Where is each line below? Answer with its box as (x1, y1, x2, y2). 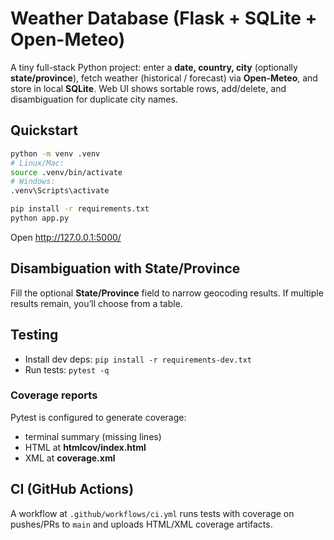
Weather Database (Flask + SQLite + (10, 7, 318, 30)
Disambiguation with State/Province (10, 260, 241, 277)
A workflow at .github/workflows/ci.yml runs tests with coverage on (10, 507, 295, 519)
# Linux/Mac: (10, 158, 65, 168)
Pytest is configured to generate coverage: (10, 411, 187, 423)
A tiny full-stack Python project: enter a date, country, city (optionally (10, 61, 298, 73)
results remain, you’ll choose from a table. (10, 297, 183, 309)
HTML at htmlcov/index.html (24, 441, 147, 453)
